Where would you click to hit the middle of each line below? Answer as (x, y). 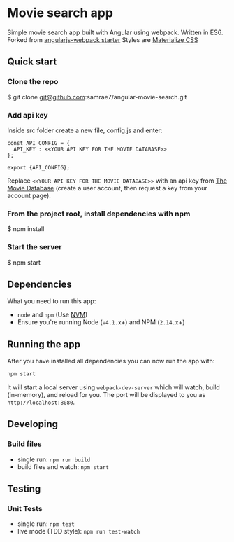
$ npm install (26, 229)
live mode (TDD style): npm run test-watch (79, 531)
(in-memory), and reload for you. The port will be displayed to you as (107, 395)
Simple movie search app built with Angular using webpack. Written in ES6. (115, 32)
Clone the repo (33, 82)
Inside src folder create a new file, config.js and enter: (85, 130)
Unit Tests (25, 509)
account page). (29, 195)
